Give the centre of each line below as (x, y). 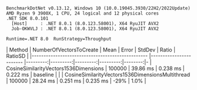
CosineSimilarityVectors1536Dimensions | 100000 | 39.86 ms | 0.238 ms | (96, 68)
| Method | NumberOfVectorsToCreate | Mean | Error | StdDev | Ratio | (91, 50)
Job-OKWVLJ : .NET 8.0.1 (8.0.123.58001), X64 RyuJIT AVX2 (85, 29)
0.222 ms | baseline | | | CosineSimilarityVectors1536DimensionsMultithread (98, 75)
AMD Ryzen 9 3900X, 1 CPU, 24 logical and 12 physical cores (83, 13)
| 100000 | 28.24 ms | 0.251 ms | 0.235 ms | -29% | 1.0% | (76, 81)
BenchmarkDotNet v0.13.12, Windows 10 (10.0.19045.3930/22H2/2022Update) (98, 8)
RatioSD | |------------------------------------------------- (77, 56)
